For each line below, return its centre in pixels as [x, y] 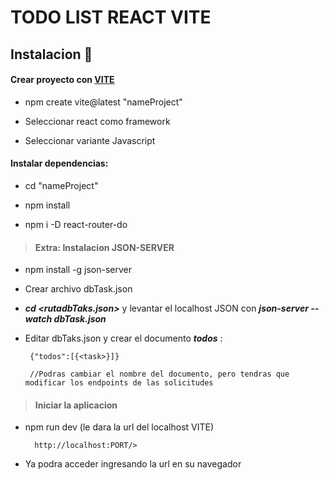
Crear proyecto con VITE [62, 80]
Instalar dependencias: [59, 163]
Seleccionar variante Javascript [90, 140]
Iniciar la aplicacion [76, 405]
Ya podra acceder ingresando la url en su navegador [133, 464]
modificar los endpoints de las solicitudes [119, 383]
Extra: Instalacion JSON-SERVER [104, 247]
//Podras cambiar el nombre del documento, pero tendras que [159, 374]
